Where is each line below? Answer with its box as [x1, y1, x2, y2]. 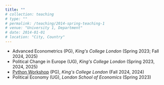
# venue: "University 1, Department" [5, 26, 83, 30]
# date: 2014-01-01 [5, 30, 45, 35]
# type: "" [5, 16, 28, 21]
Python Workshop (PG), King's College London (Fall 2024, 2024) [12, 69, 145, 75]
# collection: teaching [5, 12, 54, 17]
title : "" [5, 7, 26, 12]
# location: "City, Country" [5, 35, 65, 40]
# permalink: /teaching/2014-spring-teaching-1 [5, 21, 105, 26]
